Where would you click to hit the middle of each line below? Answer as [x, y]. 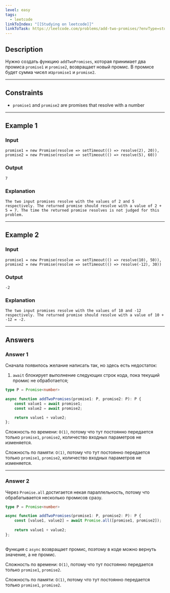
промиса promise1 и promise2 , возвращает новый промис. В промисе [80, 67]
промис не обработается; [40, 381]
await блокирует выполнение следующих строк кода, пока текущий [86, 375]
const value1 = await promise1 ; [48, 404]
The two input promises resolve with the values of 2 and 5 [70, 202]
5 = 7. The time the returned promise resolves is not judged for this [82, 211]
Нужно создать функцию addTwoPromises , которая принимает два [75, 61]
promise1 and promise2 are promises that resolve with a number [79, 105]
